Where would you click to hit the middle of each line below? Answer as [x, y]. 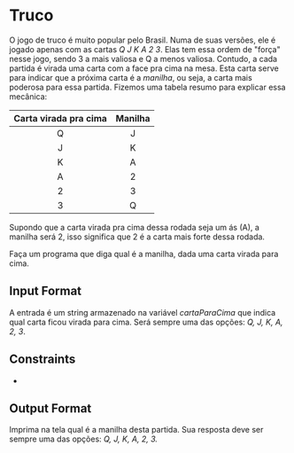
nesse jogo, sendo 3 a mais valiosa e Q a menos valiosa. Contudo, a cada [143, 59]
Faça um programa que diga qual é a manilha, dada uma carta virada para [144, 254]
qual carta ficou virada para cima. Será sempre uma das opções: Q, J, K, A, [146, 322]
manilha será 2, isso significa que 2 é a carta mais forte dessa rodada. [137, 237]
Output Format [50, 408]
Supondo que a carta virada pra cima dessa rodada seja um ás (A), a [134, 227]
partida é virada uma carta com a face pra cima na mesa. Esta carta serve [144, 68]
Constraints [43, 359]
